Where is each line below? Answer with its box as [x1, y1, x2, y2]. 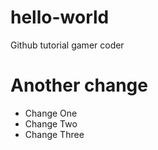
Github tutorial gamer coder [10, 39, 125, 51]
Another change [10, 74, 148, 97]
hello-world [10, 6, 110, 29]
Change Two [24, 117, 78, 130]
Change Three [24, 128, 85, 140]
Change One [24, 107, 78, 119]
